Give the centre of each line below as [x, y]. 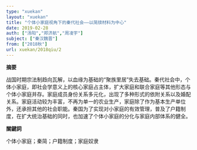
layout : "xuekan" [27, 17]
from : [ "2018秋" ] [27, 45]
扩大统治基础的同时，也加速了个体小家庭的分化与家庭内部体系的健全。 [106, 116]
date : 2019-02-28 [27, 28]
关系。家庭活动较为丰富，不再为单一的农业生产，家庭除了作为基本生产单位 [96, 101]
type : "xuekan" [25, 11]
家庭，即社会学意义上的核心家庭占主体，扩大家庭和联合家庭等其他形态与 [103, 87]
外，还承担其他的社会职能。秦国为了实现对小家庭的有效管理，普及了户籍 [93, 108]
